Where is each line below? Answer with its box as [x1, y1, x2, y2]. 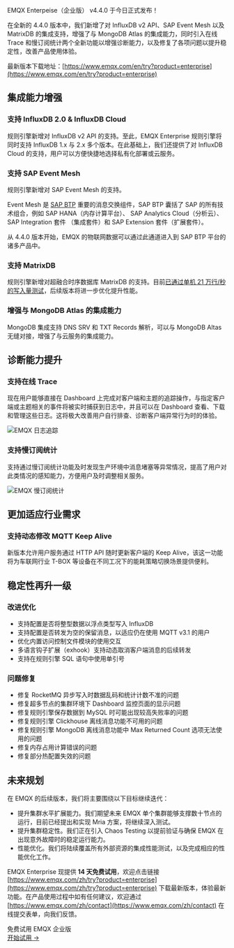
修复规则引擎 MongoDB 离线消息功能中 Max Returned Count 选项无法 [17, 726, 217, 734]
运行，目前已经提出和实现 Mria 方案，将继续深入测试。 [17, 818, 174, 826]
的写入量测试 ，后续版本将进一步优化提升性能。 [7, 286, 141, 295]
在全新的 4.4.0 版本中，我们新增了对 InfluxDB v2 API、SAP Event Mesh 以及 [7, 21, 225, 29]
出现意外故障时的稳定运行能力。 [17, 836, 109, 844]
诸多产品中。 [7, 241, 44, 249]
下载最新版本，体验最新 [158, 884, 226, 892]
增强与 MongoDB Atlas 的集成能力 [7, 306, 122, 316]
